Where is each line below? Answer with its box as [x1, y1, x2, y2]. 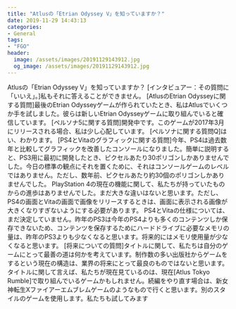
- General [7, 30, 37, 37]
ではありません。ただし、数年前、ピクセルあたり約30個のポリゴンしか [7, 170, 213, 179]
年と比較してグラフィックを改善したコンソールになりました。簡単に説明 [7, 144, 217, 153]
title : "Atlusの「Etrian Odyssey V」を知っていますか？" [7, 10, 165, 18]
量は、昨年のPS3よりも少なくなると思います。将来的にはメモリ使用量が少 [7, 232, 222, 241]
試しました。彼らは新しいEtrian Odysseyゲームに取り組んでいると [25, 109, 218, 118]
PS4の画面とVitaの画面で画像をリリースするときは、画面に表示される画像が [7, 197, 228, 206]
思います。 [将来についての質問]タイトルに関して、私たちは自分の [31, 241, 223, 250]
